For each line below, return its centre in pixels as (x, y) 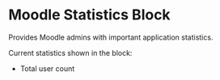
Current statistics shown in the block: (70, 53)
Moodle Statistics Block (90, 15)
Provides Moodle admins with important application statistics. (111, 37)
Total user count (47, 68)
